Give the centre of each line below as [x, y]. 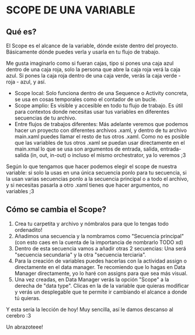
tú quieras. [27, 298]
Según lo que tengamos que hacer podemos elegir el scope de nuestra [91, 166]
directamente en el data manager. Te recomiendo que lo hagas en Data [100, 267]
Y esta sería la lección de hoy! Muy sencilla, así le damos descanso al [90, 309]
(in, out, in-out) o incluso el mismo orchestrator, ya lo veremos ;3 [108, 155]
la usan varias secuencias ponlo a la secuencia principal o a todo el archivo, [97, 179]
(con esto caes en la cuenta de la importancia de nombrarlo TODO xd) [99, 242]
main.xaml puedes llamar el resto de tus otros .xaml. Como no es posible [102, 137]
